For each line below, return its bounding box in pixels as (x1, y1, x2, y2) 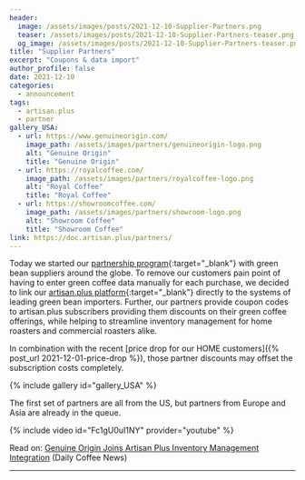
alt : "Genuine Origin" (25, 148, 112, 157)
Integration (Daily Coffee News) (9, 452, 128, 464)
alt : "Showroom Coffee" (25, 215, 116, 225)
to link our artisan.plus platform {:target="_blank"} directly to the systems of (9, 287, 291, 298)
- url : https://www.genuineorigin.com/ (17, 132, 169, 141)
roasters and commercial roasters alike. (9, 325, 157, 336)
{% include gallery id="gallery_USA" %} (9, 380, 157, 391)
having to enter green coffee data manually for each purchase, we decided (9, 277, 290, 288)
